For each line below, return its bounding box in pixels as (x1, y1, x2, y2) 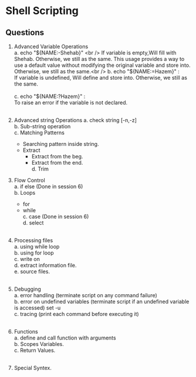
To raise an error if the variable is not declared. (13, 99, 127, 106)
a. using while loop (13, 243, 60, 250)
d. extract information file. (13, 262, 77, 269)
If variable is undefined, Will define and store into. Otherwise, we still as (13, 74, 187, 81)
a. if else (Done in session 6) (13, 183, 83, 190)
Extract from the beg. (31, 153, 83, 159)
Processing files (13, 237, 53, 244)
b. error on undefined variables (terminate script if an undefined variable (13, 298, 190, 305)
